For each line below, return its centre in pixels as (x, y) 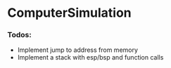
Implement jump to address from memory (78, 50)
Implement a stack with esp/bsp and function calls (90, 57)
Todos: (19, 35)
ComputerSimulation (69, 13)
